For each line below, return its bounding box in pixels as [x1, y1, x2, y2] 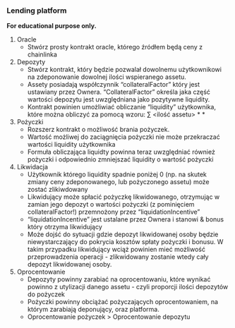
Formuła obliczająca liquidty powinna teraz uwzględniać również [27, 147, 216, 157]
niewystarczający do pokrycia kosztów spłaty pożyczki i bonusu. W [27, 238, 224, 246]
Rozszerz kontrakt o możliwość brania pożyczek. [27, 126, 170, 134]
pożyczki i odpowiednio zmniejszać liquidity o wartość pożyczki [27, 155, 214, 164]
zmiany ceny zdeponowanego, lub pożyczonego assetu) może [27, 178, 210, 186]
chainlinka [27, 50, 57, 59]
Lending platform [6, 6, 67, 16]
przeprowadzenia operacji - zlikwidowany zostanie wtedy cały [27, 253, 209, 261]
